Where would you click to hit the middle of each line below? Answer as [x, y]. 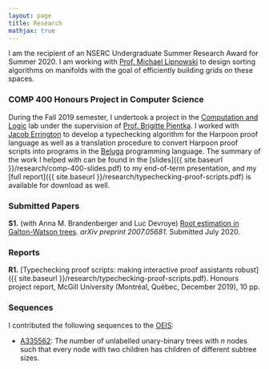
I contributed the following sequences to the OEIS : [91, 325]
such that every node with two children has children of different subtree [138, 349]
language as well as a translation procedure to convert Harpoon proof [123, 142]
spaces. [21, 79]
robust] [247, 270]
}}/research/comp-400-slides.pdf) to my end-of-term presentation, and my [132, 168]
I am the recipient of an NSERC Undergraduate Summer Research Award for [133, 54]
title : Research [35, 23]
